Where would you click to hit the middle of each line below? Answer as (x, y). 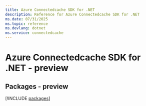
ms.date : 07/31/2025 (27, 19)
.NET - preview (37, 68)
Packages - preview (37, 86)
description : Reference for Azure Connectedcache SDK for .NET (72, 14)
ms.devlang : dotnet (25, 28)
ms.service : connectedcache (34, 33)
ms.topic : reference (27, 24)
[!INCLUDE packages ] (28, 98)
